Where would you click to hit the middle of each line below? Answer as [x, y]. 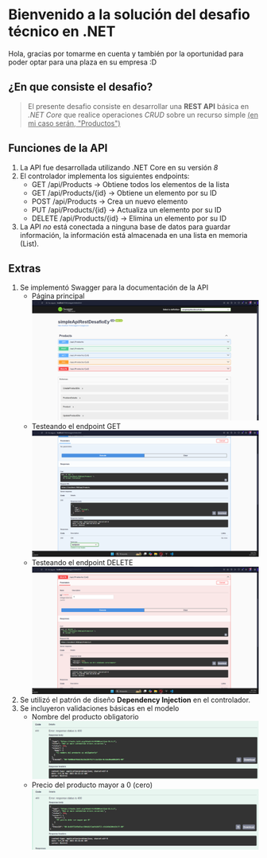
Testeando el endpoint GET [76, 427]
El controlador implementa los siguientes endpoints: [104, 176]
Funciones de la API [58, 148]
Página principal [58, 296]
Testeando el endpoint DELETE [82, 563]
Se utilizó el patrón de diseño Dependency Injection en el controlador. [135, 700]
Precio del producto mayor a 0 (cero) [92, 785]
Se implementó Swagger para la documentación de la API [114, 287]
